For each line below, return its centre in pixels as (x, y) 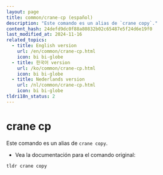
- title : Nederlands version (48, 79)
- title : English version (44, 46)
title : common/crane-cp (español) (50, 18)
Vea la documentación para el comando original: (75, 154)
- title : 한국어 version (41, 62)
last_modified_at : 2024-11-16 (44, 35)
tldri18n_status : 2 (31, 96)
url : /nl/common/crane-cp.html (56, 85)
